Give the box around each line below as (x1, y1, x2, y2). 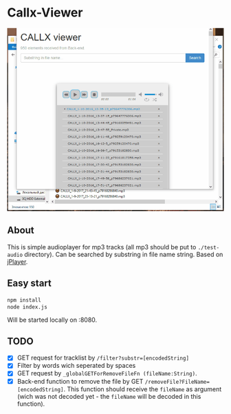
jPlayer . (7, 257, 28, 266)
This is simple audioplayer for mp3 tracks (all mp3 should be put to (7, 242, 197, 251)
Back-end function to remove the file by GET (16, 377, 144, 385)
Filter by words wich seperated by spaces (16, 362, 136, 370)
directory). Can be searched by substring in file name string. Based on (23, 250, 223, 258)
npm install (7, 296, 41, 304)
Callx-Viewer (7, 5, 83, 21)
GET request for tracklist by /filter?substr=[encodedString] (16, 353, 190, 362)
